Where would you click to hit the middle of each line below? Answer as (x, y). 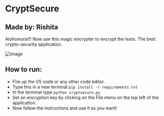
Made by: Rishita (32, 27)
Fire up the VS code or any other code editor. (59, 81)
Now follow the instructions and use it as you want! (65, 108)
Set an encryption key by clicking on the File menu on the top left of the (85, 97)
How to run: (24, 69)
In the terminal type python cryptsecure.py (56, 92)
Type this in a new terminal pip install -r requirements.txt (75, 87)
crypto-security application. (34, 44)
